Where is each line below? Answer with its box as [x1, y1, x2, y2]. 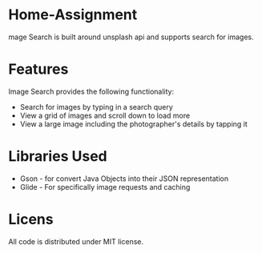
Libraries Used [8, 147, 107, 166]
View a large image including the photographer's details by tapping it [19, 118, 248, 129]
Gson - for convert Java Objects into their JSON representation [19, 174, 229, 183]
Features [8, 60, 69, 78]
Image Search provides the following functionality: [8, 86, 175, 96]
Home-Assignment [8, 6, 138, 24]
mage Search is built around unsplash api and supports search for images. [8, 32, 254, 42]
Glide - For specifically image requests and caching [19, 182, 191, 191]
